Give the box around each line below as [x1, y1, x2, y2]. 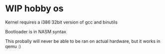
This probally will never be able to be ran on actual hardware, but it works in [5, 38, 161, 44]
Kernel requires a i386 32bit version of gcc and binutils [5, 19, 118, 25]
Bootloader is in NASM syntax [5, 28, 67, 34]
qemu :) [5, 43, 21, 49]
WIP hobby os [5, 3, 64, 14]
